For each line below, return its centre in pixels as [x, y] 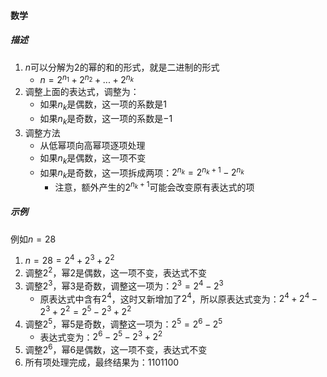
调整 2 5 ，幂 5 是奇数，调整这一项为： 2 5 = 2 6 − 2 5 [123, 323]
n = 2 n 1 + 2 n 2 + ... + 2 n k [86, 79]
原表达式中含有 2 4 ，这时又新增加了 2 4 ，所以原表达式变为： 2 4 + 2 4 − [178, 298]
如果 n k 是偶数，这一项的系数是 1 [103, 105]
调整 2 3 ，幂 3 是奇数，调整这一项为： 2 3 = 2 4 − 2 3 [124, 285]
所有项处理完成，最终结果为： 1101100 [102, 362]
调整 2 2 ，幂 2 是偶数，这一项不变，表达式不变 [115, 272]
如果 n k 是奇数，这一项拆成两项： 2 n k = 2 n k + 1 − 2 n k [142, 173]
